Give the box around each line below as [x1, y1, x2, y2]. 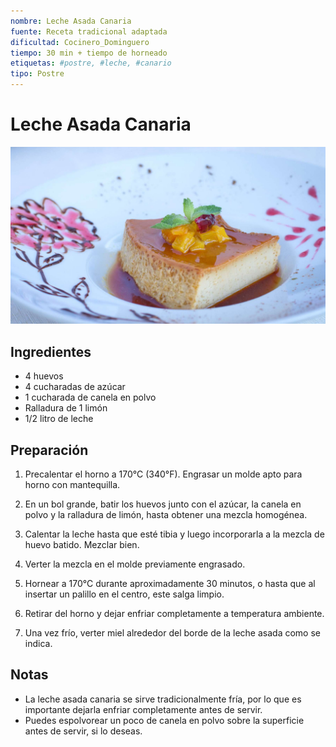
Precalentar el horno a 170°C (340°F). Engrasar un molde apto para [24, 468, 303, 480]
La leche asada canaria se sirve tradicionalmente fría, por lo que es [24, 693, 302, 705]
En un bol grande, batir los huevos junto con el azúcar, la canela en [24, 498, 302, 510]
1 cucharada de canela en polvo [24, 391, 157, 404]
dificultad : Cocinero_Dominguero [10, 37, 150, 47]
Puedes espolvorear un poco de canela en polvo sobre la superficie [24, 714, 305, 726]
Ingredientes [10, 343, 92, 360]
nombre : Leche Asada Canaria [10, 16, 132, 26]
